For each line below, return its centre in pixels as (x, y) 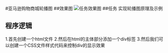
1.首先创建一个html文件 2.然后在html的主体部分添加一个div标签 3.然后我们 (82, 39)
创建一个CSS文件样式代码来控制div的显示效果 (57, 45)
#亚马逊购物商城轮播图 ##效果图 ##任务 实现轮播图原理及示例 (84, 8)
